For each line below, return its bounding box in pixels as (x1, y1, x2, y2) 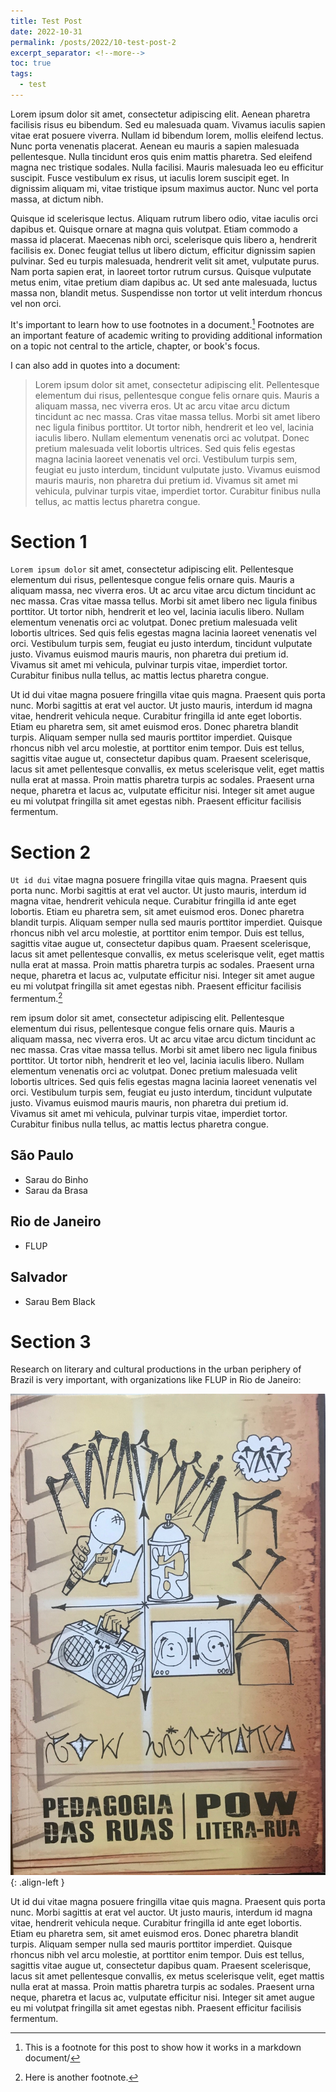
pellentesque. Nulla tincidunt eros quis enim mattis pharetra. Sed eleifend (10, 150, 313, 162)
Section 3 (10, 1330, 92, 1353)
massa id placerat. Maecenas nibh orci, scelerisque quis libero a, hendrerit (10, 233, 318, 245)
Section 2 (10, 841, 92, 864)
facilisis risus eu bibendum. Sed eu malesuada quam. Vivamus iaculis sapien (10, 118, 326, 130)
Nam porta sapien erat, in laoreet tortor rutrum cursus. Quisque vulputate (10, 265, 312, 277)
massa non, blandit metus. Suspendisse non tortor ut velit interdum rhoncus (10, 286, 323, 299)
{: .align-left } (10, 1876, 65, 1888)
